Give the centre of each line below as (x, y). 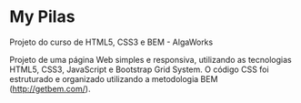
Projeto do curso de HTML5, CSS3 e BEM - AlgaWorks (111, 42)
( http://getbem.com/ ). (50, 88)
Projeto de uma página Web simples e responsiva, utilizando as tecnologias (151, 59)
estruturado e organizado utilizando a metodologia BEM (114, 78)
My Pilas (42, 17)
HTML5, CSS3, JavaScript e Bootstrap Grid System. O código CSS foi (140, 69)
